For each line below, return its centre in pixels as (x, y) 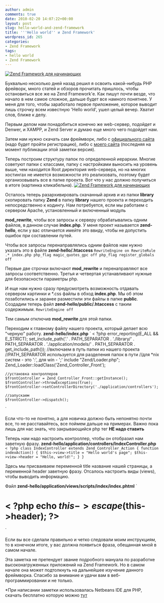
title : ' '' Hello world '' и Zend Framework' (50, 32)
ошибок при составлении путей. (39, 236)
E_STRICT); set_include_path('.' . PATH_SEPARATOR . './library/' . (70, 339)
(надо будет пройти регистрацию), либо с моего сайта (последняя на (78, 144)
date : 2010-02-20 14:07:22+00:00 (39, 19)
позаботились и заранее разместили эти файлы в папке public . (71, 299)
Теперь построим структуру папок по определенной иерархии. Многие (80, 159)
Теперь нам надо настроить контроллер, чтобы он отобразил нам (74, 439)
